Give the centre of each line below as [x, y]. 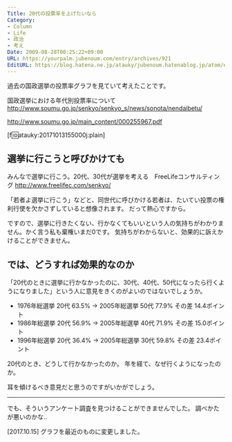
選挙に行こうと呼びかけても [66, 159]
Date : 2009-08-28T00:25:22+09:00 [55, 53]
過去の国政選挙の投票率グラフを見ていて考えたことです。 [88, 85]
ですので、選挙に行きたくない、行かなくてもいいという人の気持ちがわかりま [116, 223]
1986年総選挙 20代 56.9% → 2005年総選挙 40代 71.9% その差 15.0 [112, 323]
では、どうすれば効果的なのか [71, 265]
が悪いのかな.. [27, 417]
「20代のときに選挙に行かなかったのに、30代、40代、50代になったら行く [113, 283]
